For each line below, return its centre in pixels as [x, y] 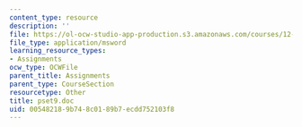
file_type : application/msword [68, 42]
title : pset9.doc [42, 101]
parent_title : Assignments [60, 76]
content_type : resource [54, 17]
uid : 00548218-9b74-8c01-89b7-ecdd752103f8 [92, 109]
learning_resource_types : [58, 51]
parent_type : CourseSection [62, 84]
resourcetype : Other [48, 92]
